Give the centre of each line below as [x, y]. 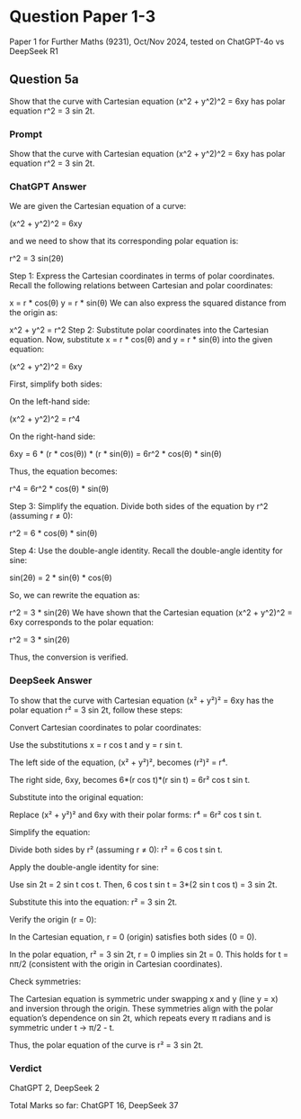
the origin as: [34, 313]
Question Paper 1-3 [83, 17]
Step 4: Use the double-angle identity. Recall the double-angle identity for [146, 550]
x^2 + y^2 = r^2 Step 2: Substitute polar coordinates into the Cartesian [139, 330]
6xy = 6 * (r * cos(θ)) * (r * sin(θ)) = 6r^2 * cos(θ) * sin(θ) [115, 454]
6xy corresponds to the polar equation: [82, 623]
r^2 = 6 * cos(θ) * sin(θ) [53, 533]
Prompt [26, 134]
